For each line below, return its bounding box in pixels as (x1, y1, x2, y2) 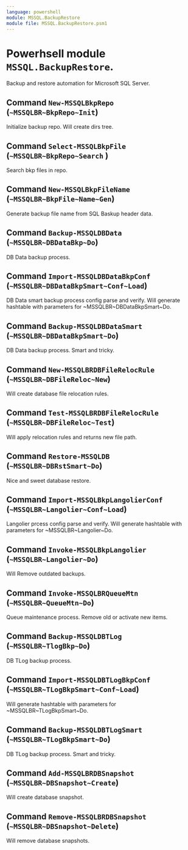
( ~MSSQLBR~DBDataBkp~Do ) (6, 237, 99, 248)
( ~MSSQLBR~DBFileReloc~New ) (6, 373, 111, 384)
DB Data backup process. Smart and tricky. (6, 347, 114, 354)
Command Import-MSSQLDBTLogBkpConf (6, 675, 151, 685)
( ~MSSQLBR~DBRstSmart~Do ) (6, 461, 103, 471)
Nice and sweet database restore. (6, 477, 91, 484)
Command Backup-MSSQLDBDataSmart (6, 321, 143, 331)
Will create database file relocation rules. (6, 390, 109, 397)
